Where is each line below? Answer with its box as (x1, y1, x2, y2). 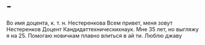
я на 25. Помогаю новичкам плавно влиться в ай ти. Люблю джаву (6, 32, 182, 39)
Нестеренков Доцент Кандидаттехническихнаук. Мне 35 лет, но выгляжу (6, 25, 199, 32)
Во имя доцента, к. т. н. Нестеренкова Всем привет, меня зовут (6, 19, 173, 26)
